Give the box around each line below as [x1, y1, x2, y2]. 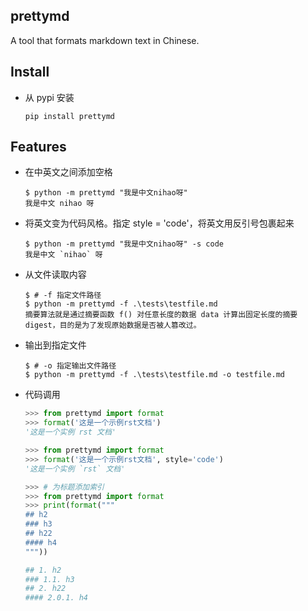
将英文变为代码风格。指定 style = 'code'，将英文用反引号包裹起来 [24, 217, 295, 229]
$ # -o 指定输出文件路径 [24, 361, 117, 371]
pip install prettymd [24, 111, 115, 121]
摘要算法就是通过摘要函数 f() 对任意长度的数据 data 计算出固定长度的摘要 [24, 310, 298, 320]
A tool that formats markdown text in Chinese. [10, 34, 200, 46]
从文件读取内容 [24, 269, 87, 281]
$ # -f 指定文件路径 [24, 290, 102, 301]
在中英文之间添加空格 [24, 166, 113, 178]
